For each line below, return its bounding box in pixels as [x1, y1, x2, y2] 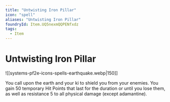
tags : [5, 27, 17, 32]
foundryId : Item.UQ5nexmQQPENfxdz [5, 21, 79, 27]
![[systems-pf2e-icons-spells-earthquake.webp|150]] [5, 70, 118, 76]
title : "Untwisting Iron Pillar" [5, 7, 77, 13]
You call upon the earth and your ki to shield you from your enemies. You [5, 80, 159, 86]
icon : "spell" [5, 12, 36, 17]
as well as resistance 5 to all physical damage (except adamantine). [5, 90, 147, 97]
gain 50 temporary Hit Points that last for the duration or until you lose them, [5, 85, 165, 91]
